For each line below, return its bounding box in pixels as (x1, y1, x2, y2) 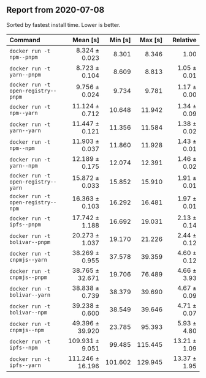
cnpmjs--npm (9, 327, 45, 333)
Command (9, 35, 41, 44)
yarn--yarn (9, 127, 41, 134)
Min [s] (109, 35, 131, 44)
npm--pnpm (9, 53, 38, 61)
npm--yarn (9, 109, 38, 116)
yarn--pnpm (9, 71, 41, 78)
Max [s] (140, 35, 163, 44)
